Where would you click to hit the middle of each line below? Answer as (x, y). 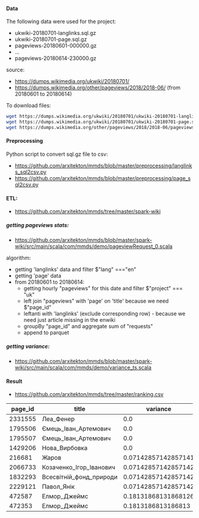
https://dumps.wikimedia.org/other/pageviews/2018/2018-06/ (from (97, 88)
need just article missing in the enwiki (69, 320)
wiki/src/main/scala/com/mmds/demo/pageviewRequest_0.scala (94, 246)
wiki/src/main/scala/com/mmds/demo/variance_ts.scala (83, 368)
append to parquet (46, 332)
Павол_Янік (58, 486)
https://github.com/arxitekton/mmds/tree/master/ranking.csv (89, 394)
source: (15, 70)
